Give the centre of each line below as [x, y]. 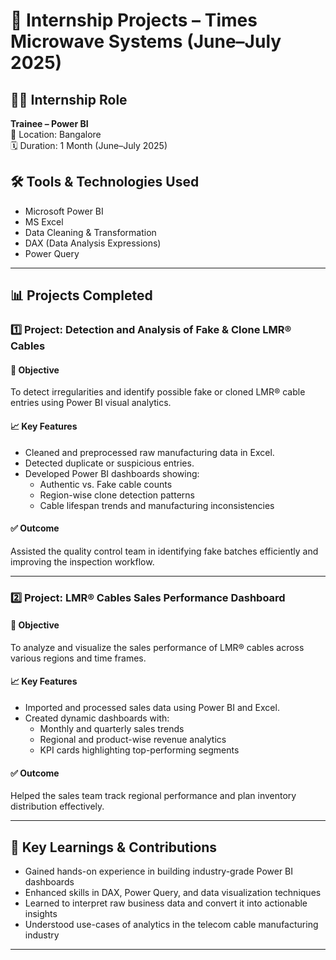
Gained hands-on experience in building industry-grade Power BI [159, 871]
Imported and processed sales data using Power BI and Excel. [152, 708]
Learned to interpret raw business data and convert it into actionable [166, 903]
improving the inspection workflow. [82, 561]
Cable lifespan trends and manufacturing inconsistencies [157, 505]
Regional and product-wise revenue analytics [133, 740]
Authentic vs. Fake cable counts [106, 484]
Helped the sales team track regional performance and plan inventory [153, 796]
